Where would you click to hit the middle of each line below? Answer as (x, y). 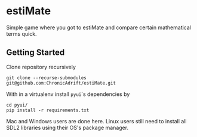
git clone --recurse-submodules (46, 78)
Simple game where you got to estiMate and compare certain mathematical (98, 27)
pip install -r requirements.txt (48, 110)
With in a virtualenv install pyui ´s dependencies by (68, 94)
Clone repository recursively (41, 67)
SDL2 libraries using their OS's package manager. (67, 127)
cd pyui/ (17, 105)
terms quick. (21, 33)
